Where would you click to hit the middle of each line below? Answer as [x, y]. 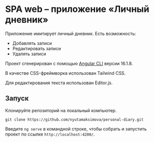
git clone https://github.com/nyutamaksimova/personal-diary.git [74, 120]
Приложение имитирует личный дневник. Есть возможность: [71, 33]
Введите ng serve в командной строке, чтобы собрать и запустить [76, 129]
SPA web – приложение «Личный [77, 9]
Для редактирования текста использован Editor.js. [59, 83]
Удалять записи [29, 54]
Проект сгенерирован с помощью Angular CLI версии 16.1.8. [69, 63]
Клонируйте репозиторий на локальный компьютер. [61, 110]
